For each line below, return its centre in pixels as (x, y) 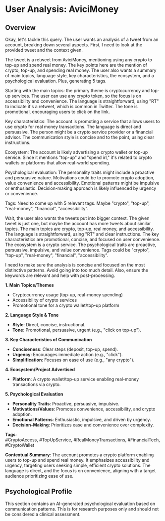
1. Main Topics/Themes (29, 285)
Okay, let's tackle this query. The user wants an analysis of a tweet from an (82, 39)
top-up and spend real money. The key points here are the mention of (76, 65)
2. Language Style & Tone (32, 315)
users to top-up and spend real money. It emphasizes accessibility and (77, 460)
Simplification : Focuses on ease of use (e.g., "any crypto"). (73, 360)
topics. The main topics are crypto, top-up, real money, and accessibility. (80, 229)
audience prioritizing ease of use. (39, 476)
